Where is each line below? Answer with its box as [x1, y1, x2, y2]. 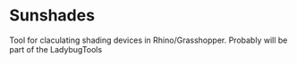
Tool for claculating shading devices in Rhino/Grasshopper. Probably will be [9, 35, 288, 45]
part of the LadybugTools [9, 44, 103, 54]
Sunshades [9, 5, 96, 26]
